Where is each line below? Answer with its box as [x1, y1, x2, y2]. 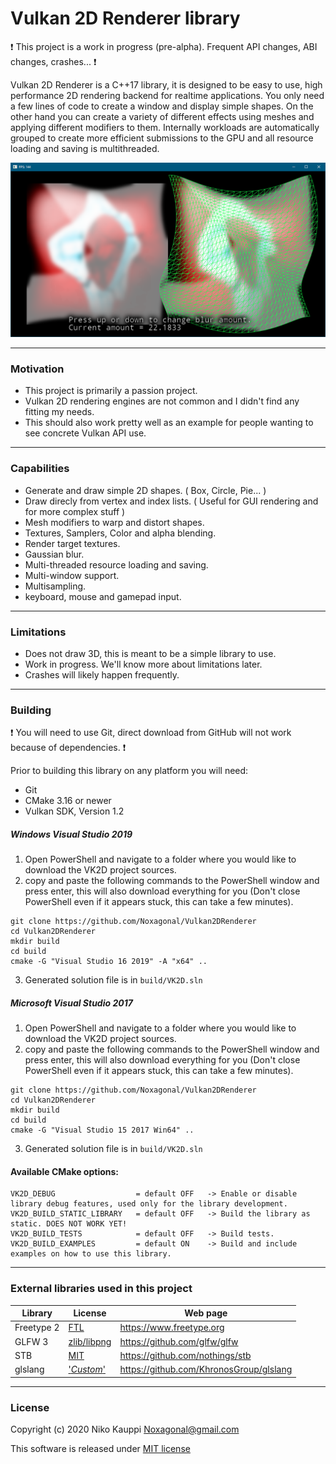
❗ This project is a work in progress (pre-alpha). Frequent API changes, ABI [10, 40, 318, 52]
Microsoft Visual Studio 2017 [10, 997, 133, 1009]
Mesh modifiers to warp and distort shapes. [24, 516, 205, 528]
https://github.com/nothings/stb [119, 1349, 252, 1361]
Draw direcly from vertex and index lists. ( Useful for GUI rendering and [24, 495, 319, 507]
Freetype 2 [14, 1322, 60, 1334]
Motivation [10, 362, 65, 376]
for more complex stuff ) [24, 505, 126, 517]
